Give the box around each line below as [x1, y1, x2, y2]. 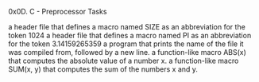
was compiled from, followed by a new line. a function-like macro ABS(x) [8, 48, 246, 57]
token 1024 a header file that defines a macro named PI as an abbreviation [8, 31, 252, 40]
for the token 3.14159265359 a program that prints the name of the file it [8, 39, 244, 49]
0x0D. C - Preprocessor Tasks [8, 7, 107, 16]
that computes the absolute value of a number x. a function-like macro [8, 56, 239, 65]
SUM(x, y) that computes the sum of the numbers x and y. [8, 64, 199, 74]
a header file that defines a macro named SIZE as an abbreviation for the [8, 22, 246, 31]
